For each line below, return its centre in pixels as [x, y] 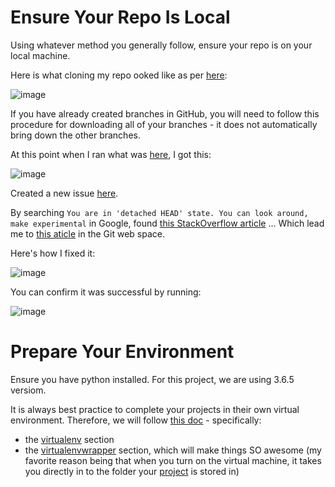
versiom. [28, 390]
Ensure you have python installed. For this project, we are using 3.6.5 [152, 379]
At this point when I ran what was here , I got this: [111, 154]
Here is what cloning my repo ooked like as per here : [119, 75]
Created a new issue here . [64, 193]
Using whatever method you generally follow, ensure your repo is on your [161, 45]
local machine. [40, 55]
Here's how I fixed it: [53, 253]
